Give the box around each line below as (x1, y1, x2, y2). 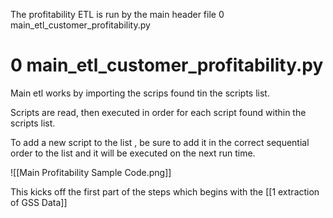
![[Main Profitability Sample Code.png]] (10, 166, 172, 178)
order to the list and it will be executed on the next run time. (10, 147, 256, 159)
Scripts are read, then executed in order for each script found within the (10, 106, 307, 118)
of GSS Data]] (10, 196, 68, 208)
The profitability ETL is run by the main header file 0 (10, 9, 225, 20)
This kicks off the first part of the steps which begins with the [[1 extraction (10, 185, 320, 198)
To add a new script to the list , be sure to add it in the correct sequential (10, 136, 310, 148)
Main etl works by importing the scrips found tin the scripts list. (10, 87, 270, 99)
